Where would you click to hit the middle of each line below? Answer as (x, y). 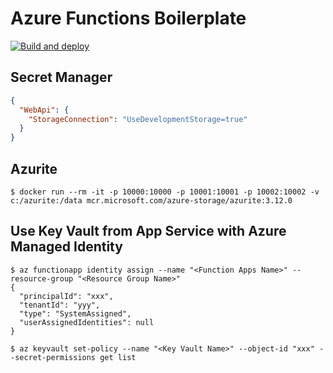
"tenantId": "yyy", (60, 305)
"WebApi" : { (44, 110)
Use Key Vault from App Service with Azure (148, 231)
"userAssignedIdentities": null (87, 322)
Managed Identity (66, 247)
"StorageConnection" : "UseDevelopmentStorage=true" (138, 119)
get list (118, 357)
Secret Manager (61, 77)
